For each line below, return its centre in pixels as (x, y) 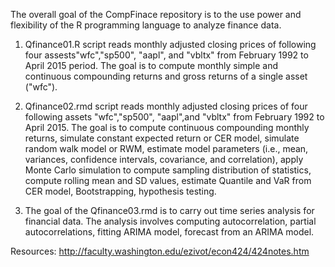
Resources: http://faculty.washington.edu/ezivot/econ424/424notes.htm (160, 251)
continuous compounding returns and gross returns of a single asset (166, 76)
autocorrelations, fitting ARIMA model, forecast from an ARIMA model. (169, 232)
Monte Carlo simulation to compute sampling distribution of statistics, (168, 170)
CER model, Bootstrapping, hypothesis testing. (120, 191)
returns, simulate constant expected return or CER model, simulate (162, 138)
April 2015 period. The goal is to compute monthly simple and (151, 65)
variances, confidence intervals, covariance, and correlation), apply (164, 159)
